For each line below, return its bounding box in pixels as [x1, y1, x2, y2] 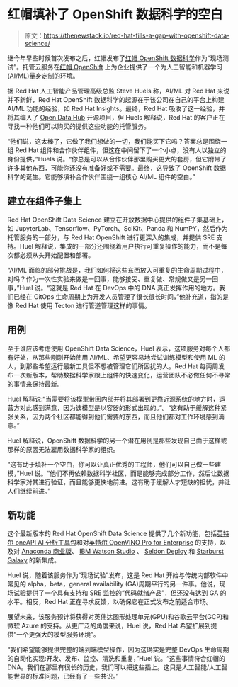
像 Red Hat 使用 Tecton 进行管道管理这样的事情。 [7, 301, 151, 310]
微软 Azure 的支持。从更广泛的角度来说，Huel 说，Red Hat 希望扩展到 [7, 621, 211, 630]
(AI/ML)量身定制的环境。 [7, 72, 79, 80]
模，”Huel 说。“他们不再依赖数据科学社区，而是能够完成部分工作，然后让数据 [7, 469, 230, 477]
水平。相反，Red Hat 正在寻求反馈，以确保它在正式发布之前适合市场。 [7, 598, 212, 606]
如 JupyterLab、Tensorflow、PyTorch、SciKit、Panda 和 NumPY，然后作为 [7, 224, 228, 232]
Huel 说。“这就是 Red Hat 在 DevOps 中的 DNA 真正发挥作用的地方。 [19, 283, 220, 292]
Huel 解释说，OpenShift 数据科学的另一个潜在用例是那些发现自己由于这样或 [7, 436, 227, 445]
